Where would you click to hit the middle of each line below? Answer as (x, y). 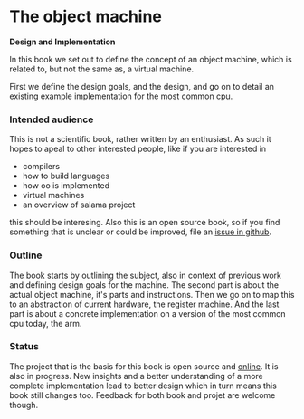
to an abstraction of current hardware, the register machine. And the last (144, 304)
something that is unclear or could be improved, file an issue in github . (141, 232)
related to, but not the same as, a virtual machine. (102, 69)
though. (24, 405)
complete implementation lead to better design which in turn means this (143, 386)
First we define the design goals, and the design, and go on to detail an (142, 86)
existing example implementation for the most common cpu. (121, 96)
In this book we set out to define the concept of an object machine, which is (151, 59)
